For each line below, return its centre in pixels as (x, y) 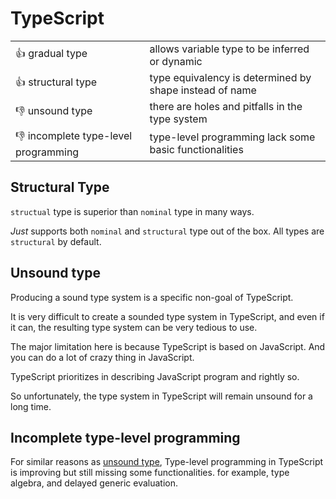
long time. (31, 406)
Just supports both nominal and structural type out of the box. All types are (167, 231)
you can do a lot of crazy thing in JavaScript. (102, 357)
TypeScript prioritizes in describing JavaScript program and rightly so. (155, 376)
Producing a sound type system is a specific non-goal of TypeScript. (152, 297)
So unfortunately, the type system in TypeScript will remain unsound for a (161, 396)
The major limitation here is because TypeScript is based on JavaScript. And (168, 346)
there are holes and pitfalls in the (226, 106)
